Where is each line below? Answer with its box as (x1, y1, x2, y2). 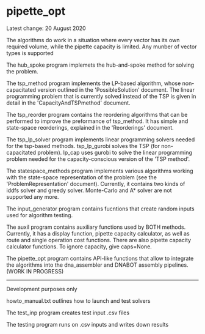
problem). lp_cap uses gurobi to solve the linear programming (37, 149, 192, 156)
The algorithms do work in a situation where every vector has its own (6, 36, 180, 43)
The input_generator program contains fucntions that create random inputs (6, 205, 195, 212)
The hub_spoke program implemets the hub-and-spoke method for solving (6, 61, 195, 69)
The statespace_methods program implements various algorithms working (6, 167, 193, 174)
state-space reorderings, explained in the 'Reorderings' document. (6, 124, 174, 131)
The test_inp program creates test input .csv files (6, 309, 130, 316)
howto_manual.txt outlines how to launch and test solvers (6, 297, 151, 304)
